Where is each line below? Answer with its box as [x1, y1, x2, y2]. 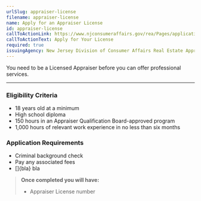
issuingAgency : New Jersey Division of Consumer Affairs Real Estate [6, 48, 184, 54]
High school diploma [14, 111, 66, 118]
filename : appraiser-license [6, 14, 79, 20]
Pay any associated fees [14, 159, 75, 166]
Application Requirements [6, 138, 84, 147]
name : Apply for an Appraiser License [6, 20, 103, 26]
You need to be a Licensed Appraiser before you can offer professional [6, 64, 181, 71]
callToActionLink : [6, 31, 52, 37]
